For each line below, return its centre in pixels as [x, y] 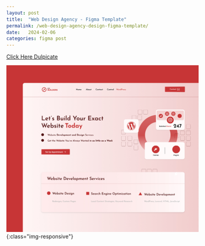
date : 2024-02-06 [31, 32]
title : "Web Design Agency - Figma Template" [67, 19]
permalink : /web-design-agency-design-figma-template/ [77, 26]
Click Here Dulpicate [32, 57]
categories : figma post [37, 39]
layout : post [23, 13]
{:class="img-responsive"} [40, 236]
